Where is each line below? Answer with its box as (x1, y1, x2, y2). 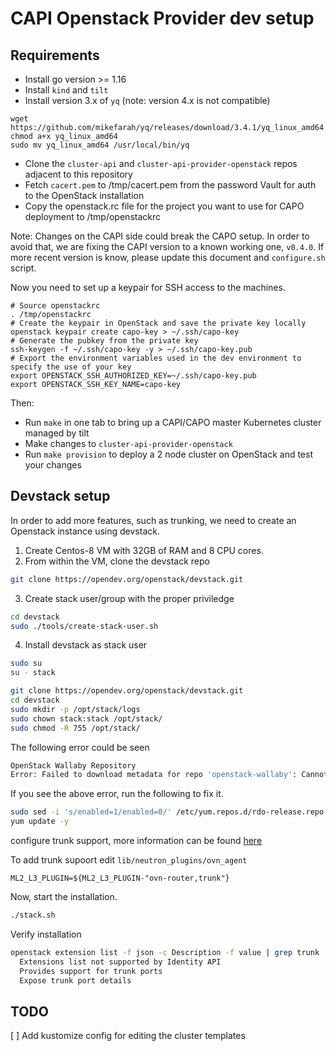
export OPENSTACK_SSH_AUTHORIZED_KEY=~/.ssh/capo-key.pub (10, 371, 257, 381)
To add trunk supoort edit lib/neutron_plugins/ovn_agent (10, 854, 248, 866)
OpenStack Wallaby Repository (10, 760, 137, 771)
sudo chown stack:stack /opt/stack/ (10, 713, 163, 724)
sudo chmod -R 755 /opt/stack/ (10, 723, 141, 733)
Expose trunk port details (19, 975, 132, 986)
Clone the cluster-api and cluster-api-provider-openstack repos (24, 158, 298, 169)
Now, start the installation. (10, 891, 118, 903)
